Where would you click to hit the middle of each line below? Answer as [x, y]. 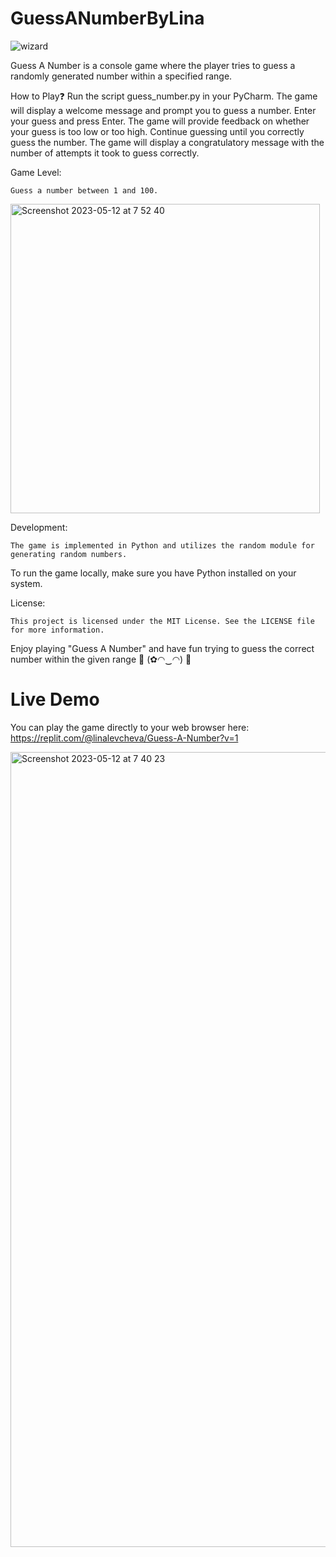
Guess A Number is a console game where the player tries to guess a [153, 65]
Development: [39, 527]
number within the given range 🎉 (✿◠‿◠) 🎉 [101, 659]
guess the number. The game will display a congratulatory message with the [167, 142]
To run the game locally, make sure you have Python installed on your [153, 573]
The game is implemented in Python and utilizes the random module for [162, 545]
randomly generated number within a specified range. [121, 76]
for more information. [57, 630]
